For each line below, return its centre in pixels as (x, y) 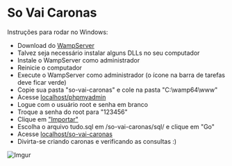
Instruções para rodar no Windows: (58, 32)
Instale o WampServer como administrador (78, 60)
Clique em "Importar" (48, 119)
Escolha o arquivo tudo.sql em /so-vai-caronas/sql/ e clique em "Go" (116, 126)
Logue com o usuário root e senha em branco (83, 104)
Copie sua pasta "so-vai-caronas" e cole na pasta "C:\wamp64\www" (117, 90)
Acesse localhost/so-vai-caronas (65, 134)
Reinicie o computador (49, 67)
